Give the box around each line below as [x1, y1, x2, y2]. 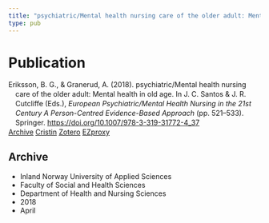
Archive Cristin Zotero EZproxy [8, 127, 110, 137]
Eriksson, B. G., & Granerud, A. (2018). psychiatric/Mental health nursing [8, 80, 247, 90]
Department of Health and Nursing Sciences [19, 189, 167, 198]
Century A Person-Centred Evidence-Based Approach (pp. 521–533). [15, 109, 244, 118]
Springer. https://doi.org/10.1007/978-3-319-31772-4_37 [15, 117, 200, 127]
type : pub [8, 19, 42, 27]
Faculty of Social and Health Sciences [19, 180, 146, 189]
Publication [8, 54, 86, 72]
